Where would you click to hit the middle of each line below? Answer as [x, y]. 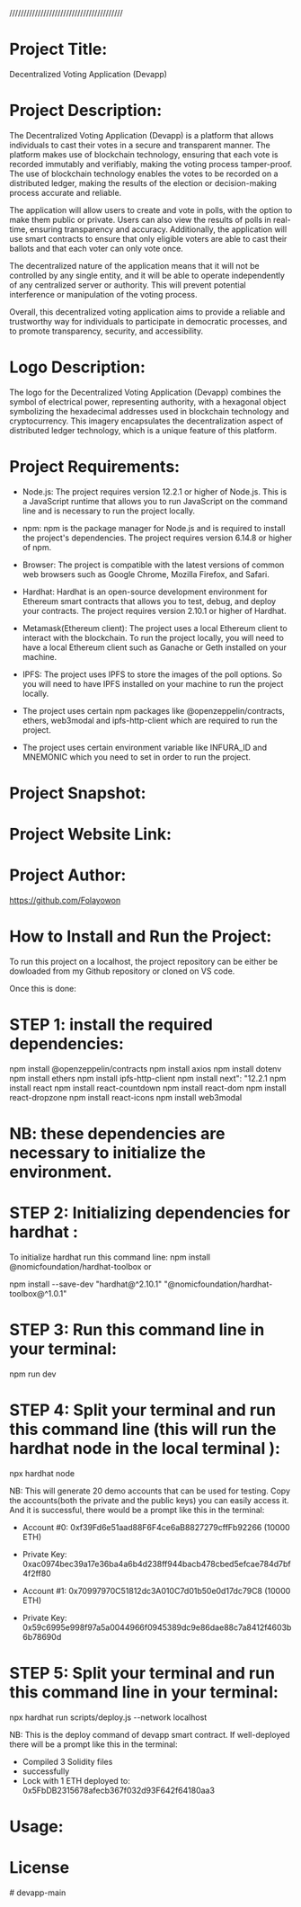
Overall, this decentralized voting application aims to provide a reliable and [147, 312]
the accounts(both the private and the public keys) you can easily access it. [149, 1500]
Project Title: [58, 49]
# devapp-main [38, 1893]
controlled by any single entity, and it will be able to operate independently [147, 275]
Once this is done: [43, 989]
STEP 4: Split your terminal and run [143, 1410]
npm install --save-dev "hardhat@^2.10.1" [86, 1284]
